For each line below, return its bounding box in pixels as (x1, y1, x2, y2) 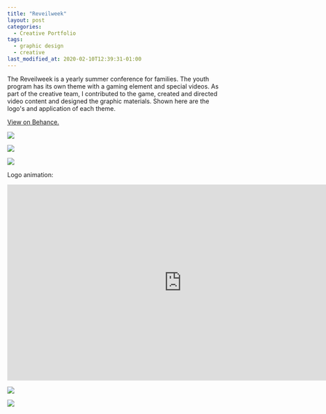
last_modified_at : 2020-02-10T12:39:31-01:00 (7, 56, 141, 63)
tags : (7, 36, 23, 43)
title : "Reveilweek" (7, 10, 68, 17)
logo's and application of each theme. (7, 104, 116, 112)
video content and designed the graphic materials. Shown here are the (7, 97, 210, 105)
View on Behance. (7, 118, 59, 126)
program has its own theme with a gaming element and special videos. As (7, 82, 219, 91)
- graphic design (13, 43, 64, 49)
